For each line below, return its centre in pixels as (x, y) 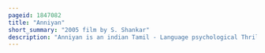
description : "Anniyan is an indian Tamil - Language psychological (123, 37)
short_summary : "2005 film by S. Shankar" (79, 30)
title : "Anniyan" (37, 23)
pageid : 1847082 (35, 15)
